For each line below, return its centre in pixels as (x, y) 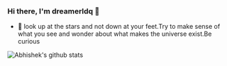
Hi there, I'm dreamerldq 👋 (54, 11)
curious (29, 41)
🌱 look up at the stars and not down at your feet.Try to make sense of (119, 27)
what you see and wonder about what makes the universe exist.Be (115, 34)
